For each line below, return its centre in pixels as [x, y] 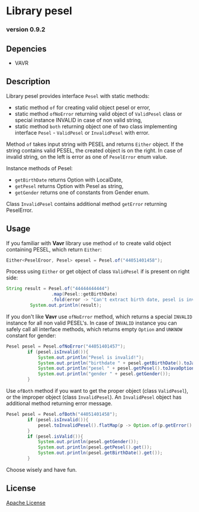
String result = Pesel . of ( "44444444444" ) [58, 289]
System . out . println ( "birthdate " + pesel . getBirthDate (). [111, 363]
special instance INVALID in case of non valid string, [78, 120]
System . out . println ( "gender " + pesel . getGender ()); [104, 374]
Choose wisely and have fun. [41, 469]
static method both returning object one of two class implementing [96, 126]
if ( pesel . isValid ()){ [55, 436]
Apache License [26, 503]
